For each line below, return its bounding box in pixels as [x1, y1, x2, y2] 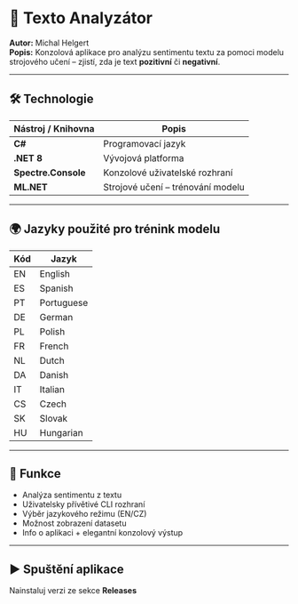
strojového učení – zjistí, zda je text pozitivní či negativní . [9, 56, 221, 67]
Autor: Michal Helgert [9, 37, 90, 48]
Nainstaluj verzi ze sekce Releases [9, 585, 137, 596]
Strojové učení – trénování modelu [103, 181, 246, 193]
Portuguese [39, 296, 89, 309]
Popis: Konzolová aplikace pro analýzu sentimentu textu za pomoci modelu [9, 46, 285, 57]
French [39, 340, 69, 352]
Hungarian [39, 426, 83, 439]
